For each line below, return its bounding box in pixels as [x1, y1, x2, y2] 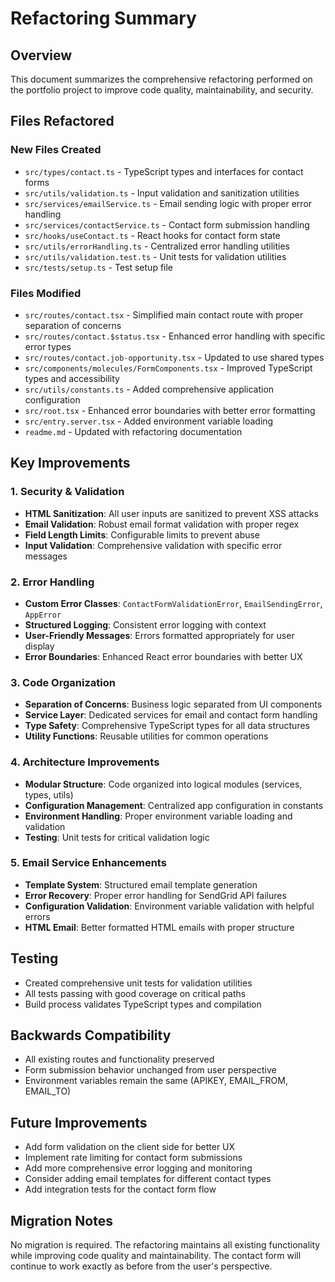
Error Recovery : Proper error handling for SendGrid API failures [24, 889, 287, 901]
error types [24, 340, 72, 352]
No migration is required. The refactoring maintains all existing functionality [10, 1239, 321, 1251]
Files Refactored [10, 113, 115, 130]
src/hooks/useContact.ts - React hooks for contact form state [24, 229, 281, 241]
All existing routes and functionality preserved [24, 1053, 215, 1066]
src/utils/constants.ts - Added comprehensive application [24, 383, 275, 395]
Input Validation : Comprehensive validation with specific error [24, 539, 283, 551]
